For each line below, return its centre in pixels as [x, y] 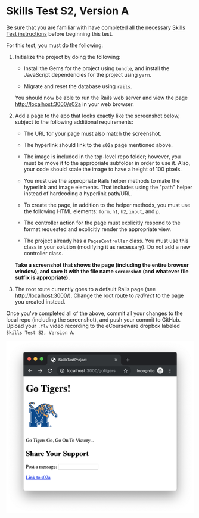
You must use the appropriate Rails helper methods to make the [102, 180]
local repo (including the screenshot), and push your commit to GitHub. [93, 319]
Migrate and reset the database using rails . [78, 86]
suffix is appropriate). [42, 277]
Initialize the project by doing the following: [68, 57]
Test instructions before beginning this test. [60, 33]
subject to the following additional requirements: [74, 122]
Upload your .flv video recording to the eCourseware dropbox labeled [93, 326]
